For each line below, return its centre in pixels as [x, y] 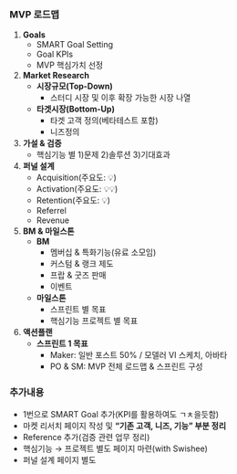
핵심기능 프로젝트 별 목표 [94, 321]
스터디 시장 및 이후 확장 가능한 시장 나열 [120, 98]
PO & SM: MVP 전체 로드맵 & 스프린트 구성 [126, 366]
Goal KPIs [55, 54]
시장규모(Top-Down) [75, 86]
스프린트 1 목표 [62, 343]
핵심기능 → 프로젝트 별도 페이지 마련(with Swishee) [115, 448]
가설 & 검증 [42, 143]
